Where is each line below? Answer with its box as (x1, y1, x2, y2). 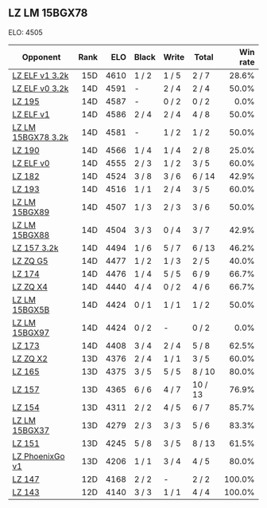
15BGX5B (12, 304, 50, 315)
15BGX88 (12, 229, 50, 240)
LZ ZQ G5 (12, 255, 48, 266)
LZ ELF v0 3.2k (12, 83, 69, 94)
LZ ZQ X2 (12, 352, 48, 364)
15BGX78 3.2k (12, 132, 69, 143)
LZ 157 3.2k (12, 242, 59, 254)
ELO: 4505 (8, 27, 44, 37)
